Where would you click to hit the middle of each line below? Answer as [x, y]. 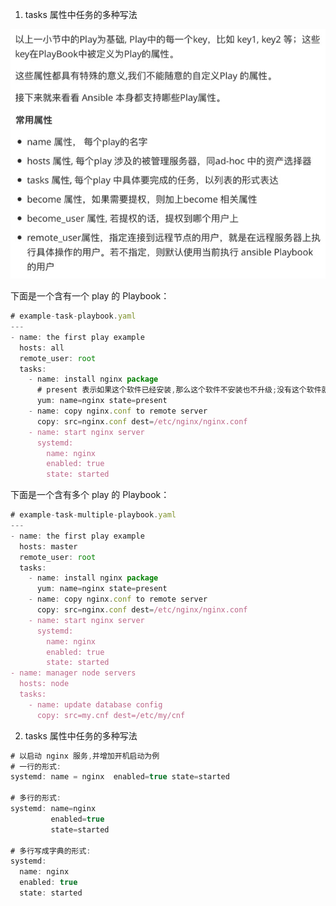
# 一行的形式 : [36, 766]
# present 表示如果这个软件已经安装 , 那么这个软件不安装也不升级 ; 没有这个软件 [179, 390]
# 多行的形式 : [36, 798]
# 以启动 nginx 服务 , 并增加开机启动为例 [85, 756]
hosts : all [42, 348]
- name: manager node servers [73, 673]
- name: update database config [95, 704]
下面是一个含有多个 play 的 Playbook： [90, 495]
